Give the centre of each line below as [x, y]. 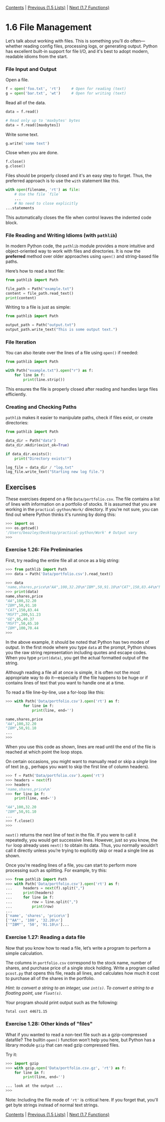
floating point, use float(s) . [34, 993]
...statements [20, 208]
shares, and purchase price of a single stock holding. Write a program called [82, 968]
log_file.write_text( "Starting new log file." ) [55, 472]
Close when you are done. [32, 153]
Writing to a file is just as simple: [38, 307]
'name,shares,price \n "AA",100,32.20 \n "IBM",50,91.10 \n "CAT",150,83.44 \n [81, 587]
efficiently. [16, 394]
